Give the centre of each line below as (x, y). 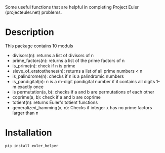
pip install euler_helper (32, 146)
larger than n (25, 113)
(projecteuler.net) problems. (34, 12)
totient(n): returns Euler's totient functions (55, 102)
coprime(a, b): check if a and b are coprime (57, 97)
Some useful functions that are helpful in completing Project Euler (72, 7)
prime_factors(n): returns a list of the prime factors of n (68, 61)
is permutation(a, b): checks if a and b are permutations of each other (83, 92)
